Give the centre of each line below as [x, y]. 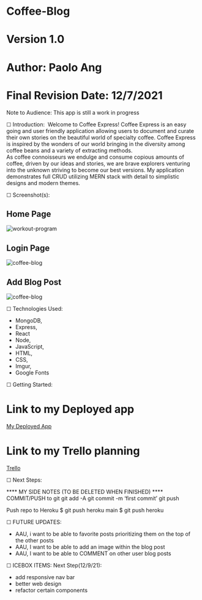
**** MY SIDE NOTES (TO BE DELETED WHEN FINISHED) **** [85, 492]
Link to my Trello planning [73, 451]
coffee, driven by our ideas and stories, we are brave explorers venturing [98, 163]
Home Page [29, 214]
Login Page [28, 248]
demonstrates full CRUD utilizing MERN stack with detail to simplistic [93, 177]
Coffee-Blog [38, 11]
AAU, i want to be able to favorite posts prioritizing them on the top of [103, 534]
